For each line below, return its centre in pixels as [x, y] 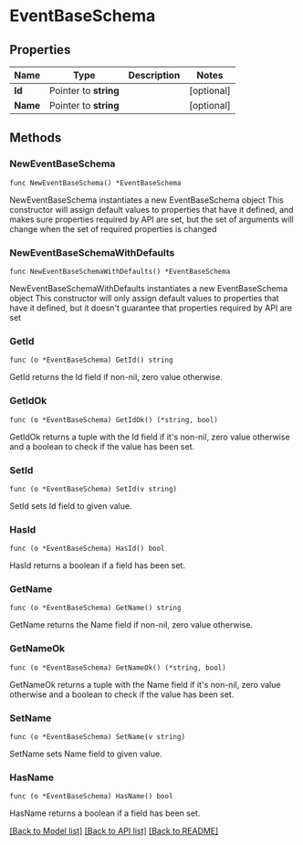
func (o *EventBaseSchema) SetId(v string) [94, 489]
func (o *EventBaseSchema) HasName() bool [91, 797]
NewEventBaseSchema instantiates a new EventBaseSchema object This [147, 200]
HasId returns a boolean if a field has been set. [97, 565]
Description [154, 75]
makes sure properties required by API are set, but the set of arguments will [151, 219]
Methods [36, 138]
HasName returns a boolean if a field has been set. [105, 813]
